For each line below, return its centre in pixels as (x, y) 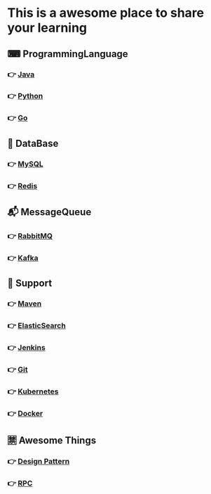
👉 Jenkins (26, 347)
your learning (47, 28)
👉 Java (21, 74)
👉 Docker (25, 413)
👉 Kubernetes (33, 391)
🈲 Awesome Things (52, 441)
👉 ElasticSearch (37, 326)
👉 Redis (22, 186)
